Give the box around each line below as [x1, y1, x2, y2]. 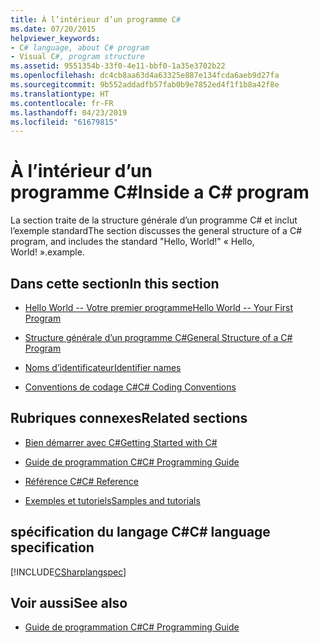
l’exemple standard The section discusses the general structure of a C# [10, 225, 303, 237]
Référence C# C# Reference [24, 475, 139, 487]
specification [10, 539, 95, 556]
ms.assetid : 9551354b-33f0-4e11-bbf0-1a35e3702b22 [10, 61, 226, 71]
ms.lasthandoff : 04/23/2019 [10, 107, 128, 118]
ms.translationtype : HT [10, 89, 110, 99]
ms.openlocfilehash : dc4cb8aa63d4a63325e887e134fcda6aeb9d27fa [10, 71, 280, 81]
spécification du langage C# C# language [10, 524, 271, 541]
